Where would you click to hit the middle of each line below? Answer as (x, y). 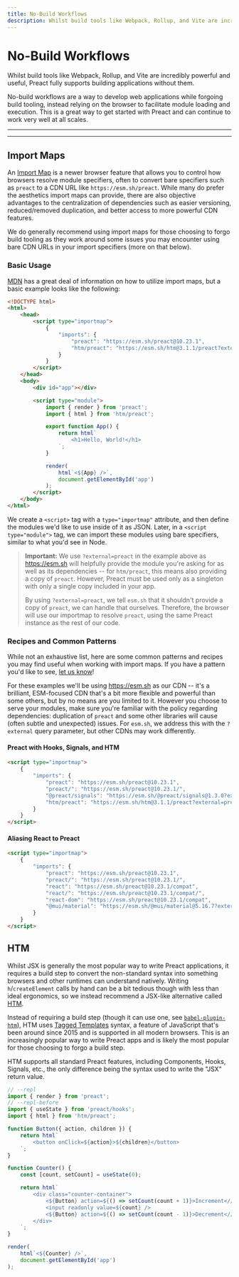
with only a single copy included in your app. (90, 586)
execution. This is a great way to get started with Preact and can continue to (119, 112)
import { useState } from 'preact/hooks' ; (71, 1110)
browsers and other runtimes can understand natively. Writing (98, 981)
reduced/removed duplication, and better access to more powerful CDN (113, 210)
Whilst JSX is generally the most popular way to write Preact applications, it (118, 966)
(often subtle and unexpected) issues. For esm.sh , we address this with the (116, 723)
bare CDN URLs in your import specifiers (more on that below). (100, 247)
